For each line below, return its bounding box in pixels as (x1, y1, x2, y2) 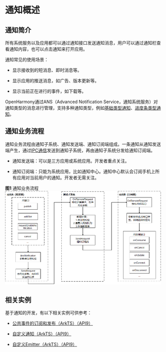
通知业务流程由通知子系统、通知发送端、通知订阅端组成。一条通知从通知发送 (5, 141, 161, 147)
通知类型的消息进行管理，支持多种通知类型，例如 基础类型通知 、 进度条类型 (5, 105, 157, 111)
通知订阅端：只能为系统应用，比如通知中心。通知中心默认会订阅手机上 (12, 168, 156, 174)
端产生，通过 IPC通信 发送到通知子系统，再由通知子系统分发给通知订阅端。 (5, 147, 155, 153)
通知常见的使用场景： (5, 57, 48, 62)
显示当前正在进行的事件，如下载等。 (12, 88, 86, 94)
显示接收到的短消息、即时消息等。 (12, 67, 82, 73)
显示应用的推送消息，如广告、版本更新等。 (12, 78, 99, 83)
